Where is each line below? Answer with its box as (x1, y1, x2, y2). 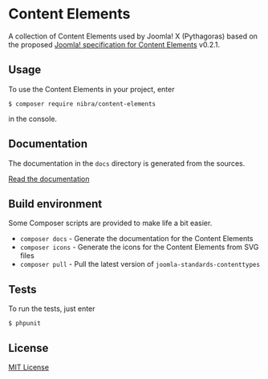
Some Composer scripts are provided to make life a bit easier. (8, 218, 213, 228)
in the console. (8, 114, 58, 123)
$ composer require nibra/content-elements (8, 99, 156, 108)
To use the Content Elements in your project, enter (8, 84, 175, 94)
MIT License (8, 362, 50, 372)
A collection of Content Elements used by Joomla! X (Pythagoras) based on (8, 31, 258, 41)
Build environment (8, 197, 103, 211)
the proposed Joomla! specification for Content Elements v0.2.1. (8, 39, 221, 49)
